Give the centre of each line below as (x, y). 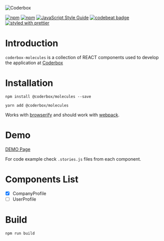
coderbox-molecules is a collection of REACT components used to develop (82, 57)
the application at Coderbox (34, 63)
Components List (42, 179)
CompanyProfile (29, 193)
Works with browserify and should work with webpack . (62, 115)
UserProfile (24, 199)
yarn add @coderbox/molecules (37, 105)
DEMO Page (18, 149)
